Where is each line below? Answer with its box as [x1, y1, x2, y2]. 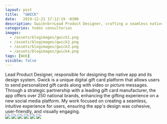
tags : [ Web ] [5, 53, 30, 59]
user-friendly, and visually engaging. [5, 109, 81, 115]
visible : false [5, 58, 37, 63]
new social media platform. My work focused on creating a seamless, [5, 98, 148, 104]
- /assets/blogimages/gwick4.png [9, 49, 79, 54]
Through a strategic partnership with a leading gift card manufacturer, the [5, 87, 156, 93]
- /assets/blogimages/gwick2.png [9, 40, 79, 45]
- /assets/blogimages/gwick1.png [9, 35, 79, 40]
